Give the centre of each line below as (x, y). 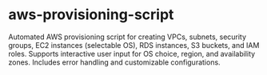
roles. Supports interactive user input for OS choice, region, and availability (132, 53)
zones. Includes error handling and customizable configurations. (115, 62)
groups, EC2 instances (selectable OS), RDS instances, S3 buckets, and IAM (134, 45)
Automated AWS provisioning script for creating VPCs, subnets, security (127, 37)
